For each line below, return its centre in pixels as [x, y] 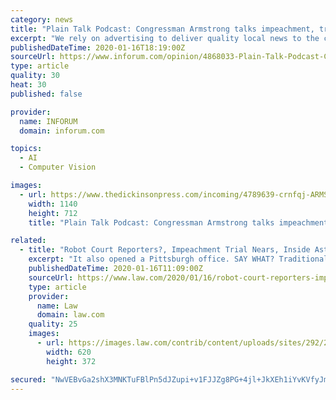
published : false [46, 94]
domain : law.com [70, 315]
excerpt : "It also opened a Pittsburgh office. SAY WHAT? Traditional [178, 259]
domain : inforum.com [62, 131]
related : [28, 241]
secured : [28, 379]
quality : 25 [53, 324]
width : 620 [69, 352]
